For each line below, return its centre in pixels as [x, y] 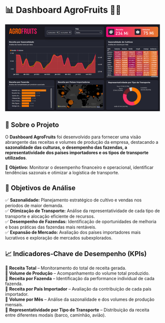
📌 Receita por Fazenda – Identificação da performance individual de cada [80, 279]
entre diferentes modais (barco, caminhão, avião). [55, 315]
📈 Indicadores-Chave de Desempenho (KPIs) [76, 254]
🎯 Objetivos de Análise [40, 188]
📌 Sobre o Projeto [32, 125]
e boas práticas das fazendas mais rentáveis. [51, 227]
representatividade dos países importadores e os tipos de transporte [77, 152]
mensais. [14, 305]
